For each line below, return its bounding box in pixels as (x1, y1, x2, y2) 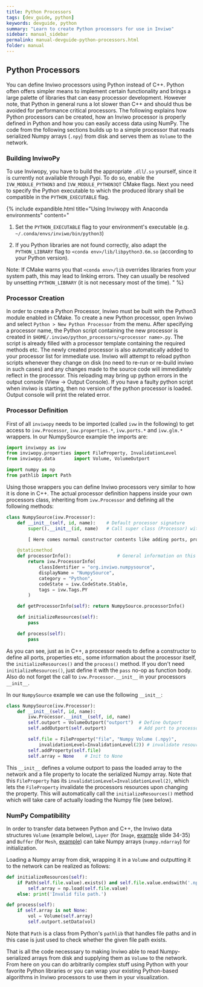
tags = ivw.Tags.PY (38, 587, 88, 593)
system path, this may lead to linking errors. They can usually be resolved (6, 272, 190, 279)
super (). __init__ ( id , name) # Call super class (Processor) (28, 526, 188, 532)
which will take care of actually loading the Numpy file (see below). (6, 796, 173, 803)
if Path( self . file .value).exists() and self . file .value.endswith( (17, 879, 188, 886)
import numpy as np (6, 467, 56, 473)
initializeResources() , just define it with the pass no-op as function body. (6, 666, 192, 674)
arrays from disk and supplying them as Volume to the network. (31, 954, 187, 962)
